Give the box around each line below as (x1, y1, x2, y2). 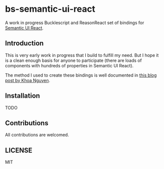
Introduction (5, 39, 44, 48)
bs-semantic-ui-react (5, 3, 95, 15)
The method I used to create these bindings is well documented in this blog (5, 72, 157, 78)
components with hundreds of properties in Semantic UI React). (5, 62, 134, 68)
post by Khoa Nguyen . (5, 77, 50, 83)
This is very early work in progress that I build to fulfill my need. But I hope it (5, 52, 159, 58)
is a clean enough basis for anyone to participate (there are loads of (5, 57, 142, 63)
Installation (5, 92, 40, 100)
